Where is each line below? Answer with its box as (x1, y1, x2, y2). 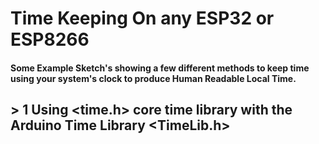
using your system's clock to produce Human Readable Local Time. (10, 72, 297, 84)
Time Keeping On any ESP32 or (10, 7, 275, 30)
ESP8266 (10, 28, 90, 51)
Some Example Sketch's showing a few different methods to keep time (10, 62, 310, 74)
